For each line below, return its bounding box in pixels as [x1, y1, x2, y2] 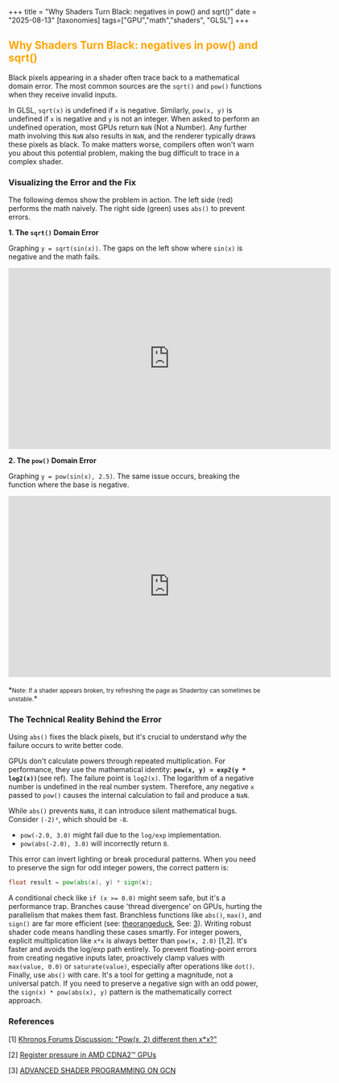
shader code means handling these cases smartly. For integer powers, [8, 928, 242, 937]
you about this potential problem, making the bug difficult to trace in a [8, 148, 240, 158]
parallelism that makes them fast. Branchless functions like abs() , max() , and [8, 910, 262, 920]
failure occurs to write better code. [8, 741, 124, 750]
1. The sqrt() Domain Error [8, 228, 99, 238]
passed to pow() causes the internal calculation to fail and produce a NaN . [8, 791, 250, 800]
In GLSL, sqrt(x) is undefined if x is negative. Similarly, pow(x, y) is [8, 105, 233, 115]
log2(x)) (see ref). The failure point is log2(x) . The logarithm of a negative [8, 773, 254, 783]
